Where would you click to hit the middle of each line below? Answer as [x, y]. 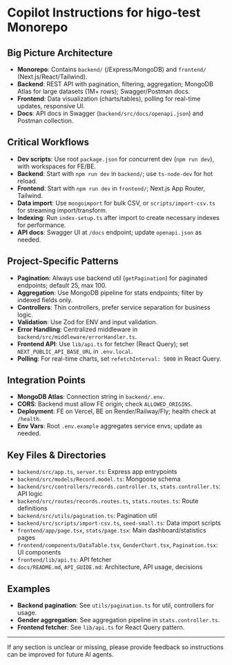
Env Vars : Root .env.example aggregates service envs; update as [109, 426]
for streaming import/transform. [62, 210]
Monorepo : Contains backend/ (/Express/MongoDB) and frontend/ [112, 69]
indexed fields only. [45, 300]
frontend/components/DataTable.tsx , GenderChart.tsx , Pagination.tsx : [117, 545]
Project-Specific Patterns [63, 261]
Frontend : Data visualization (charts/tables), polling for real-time [109, 99]
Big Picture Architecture [60, 53]
